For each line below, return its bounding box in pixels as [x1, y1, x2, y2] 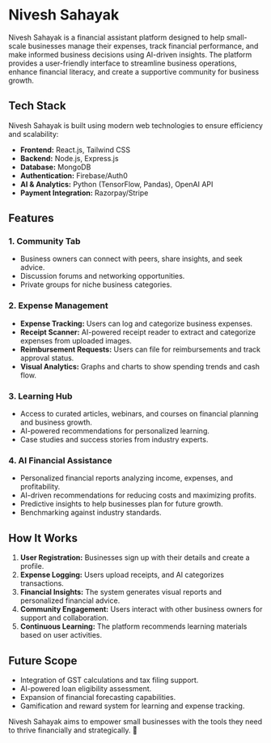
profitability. [19, 482, 61, 492]
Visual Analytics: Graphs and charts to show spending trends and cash [19, 361, 260, 371]
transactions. [19, 579, 65, 588]
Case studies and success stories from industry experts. [19, 435, 209, 445]
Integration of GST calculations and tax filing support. [19, 675, 199, 685]
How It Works [8, 531, 78, 544]
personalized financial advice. [19, 596, 121, 605]
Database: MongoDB [19, 162, 91, 172]
